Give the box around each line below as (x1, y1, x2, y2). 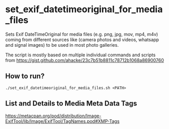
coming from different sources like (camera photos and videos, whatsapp (5, 37, 159, 43)
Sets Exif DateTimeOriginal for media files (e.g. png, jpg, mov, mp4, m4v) (5, 31, 158, 37)
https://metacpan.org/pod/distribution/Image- (5, 113, 102, 119)
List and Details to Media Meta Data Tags (5, 99, 137, 108)
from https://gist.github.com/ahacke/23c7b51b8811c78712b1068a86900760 (5, 57, 164, 63)
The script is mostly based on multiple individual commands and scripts (5, 52, 156, 58)
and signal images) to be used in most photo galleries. (5, 42, 119, 48)
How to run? (5, 72, 45, 81)
